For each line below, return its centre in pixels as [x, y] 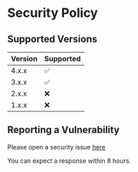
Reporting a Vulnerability [63, 130]
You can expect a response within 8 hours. [69, 161]
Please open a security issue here [56, 147]
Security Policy [53, 13]
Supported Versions [52, 39]
